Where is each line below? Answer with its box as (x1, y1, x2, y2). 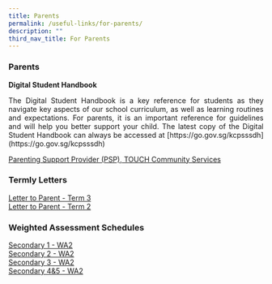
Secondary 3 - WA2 (8, 257, 74, 268)
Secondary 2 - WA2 (8, 249, 74, 259)
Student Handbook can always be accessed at (8, 130, 165, 140)
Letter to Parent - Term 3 (8, 192, 91, 203)
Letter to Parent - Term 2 (8, 201, 91, 211)
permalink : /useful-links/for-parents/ (8, 19, 143, 28)
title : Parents (8, 11, 60, 20)
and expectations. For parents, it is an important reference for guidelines (8, 113, 264, 123)
